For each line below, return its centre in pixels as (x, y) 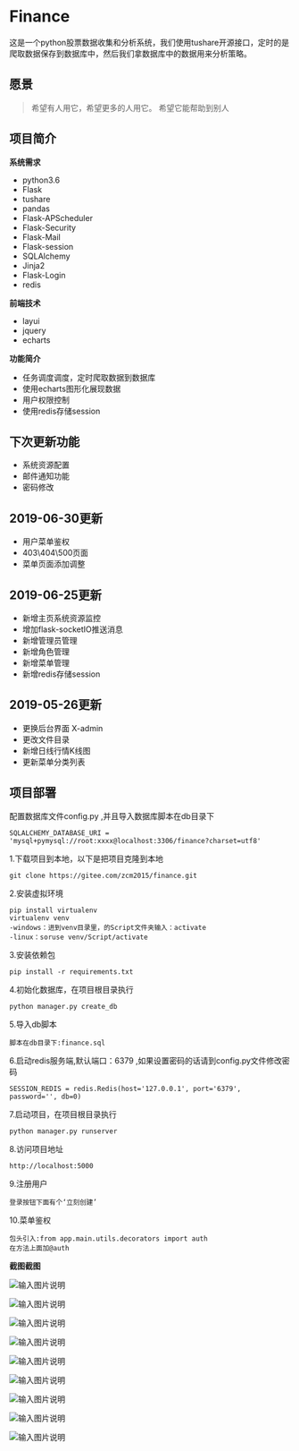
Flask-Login (44, 275)
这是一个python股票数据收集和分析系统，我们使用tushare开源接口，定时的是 (149, 42)
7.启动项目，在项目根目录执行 (63, 1114)
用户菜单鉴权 (46, 542)
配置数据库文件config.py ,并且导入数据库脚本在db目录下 (112, 815)
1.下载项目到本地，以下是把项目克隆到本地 (86, 858)
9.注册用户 (29, 1183)
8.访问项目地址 (37, 1148)
